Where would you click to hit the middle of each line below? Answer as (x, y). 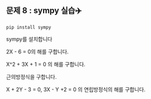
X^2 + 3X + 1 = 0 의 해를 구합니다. (46, 64)
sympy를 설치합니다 (29, 39)
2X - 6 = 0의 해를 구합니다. (37, 52)
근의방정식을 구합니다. (32, 76)
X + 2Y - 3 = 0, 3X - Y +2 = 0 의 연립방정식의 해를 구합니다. (76, 89)
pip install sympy (29, 27)
